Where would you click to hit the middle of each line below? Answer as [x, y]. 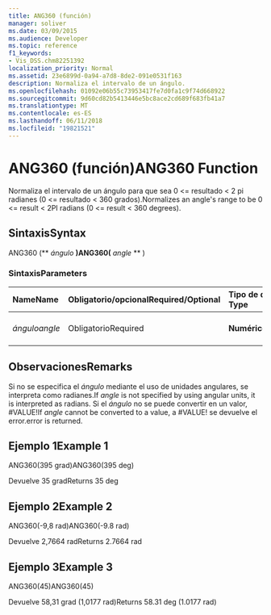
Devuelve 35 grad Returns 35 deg [63, 481]
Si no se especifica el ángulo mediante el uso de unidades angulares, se [128, 386]
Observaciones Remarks [71, 367]
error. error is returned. [46, 420]
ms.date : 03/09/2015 [43, 31]
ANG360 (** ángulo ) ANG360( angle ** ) [77, 253]
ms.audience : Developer [48, 38]
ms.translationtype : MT [48, 106]
